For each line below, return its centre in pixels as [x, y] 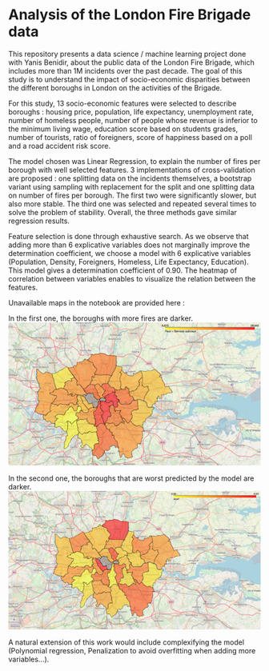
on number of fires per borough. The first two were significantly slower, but [132, 195]
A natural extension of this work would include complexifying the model [126, 642]
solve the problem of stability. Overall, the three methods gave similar [123, 212]
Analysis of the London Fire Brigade [130, 15]
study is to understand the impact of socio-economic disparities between [129, 79]
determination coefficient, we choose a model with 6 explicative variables [130, 253]
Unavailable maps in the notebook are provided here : [97, 302]
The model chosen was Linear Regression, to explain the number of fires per [134, 161]
